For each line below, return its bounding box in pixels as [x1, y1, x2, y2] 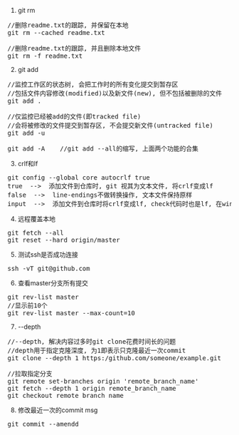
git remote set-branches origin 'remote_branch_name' [7, 377, 199, 385]
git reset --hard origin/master [7, 236, 120, 244]
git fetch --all [7, 229, 64, 237]
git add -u [7, 129, 46, 137]
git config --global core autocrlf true [7, 174, 151, 181]
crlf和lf [17, 160, 38, 168]
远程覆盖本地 [17, 215, 55, 223]
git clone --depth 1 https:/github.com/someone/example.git [7, 354, 222, 362]
